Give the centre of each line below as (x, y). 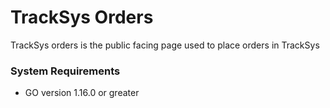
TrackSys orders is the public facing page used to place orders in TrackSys (165, 45)
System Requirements (65, 71)
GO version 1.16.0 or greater (82, 93)
